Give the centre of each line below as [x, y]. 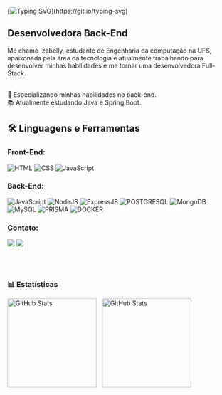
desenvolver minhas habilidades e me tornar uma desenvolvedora [104, 65]
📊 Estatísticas [33, 285]
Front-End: [27, 152]
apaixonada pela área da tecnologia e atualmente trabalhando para [106, 58]
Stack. [17, 73]
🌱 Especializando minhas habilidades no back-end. [82, 94]
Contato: [23, 228]
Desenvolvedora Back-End [68, 33]
